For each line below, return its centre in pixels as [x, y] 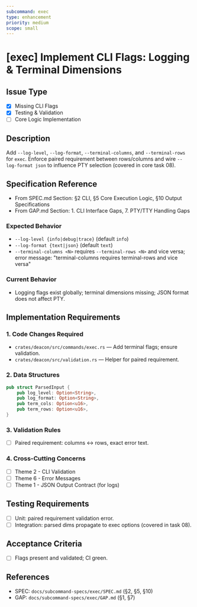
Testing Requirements [48, 504]
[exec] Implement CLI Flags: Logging [98, 57]
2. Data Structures [33, 375]
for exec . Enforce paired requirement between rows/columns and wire [91, 159]
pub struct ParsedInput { [38, 387]
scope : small [22, 28]
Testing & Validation [39, 113]
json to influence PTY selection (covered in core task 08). [106, 165]
